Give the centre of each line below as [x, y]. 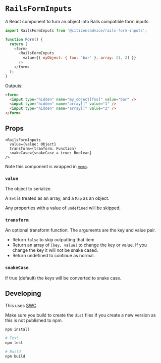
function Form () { [24, 39]
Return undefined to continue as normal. [54, 256]
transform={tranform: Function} [43, 148]
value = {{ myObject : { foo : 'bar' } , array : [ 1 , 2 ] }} [80, 58]
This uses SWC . [22, 305]
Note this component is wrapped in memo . [47, 166]
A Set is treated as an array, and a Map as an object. [57, 198]
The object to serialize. [28, 189]
